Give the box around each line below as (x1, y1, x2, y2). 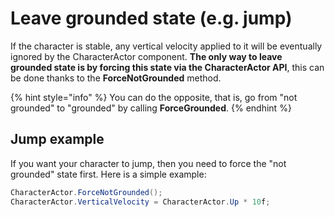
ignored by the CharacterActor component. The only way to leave (10, 50, 283, 62)
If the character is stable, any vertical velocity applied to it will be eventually (10, 40, 323, 52)
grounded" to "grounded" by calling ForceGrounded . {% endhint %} (10, 102, 292, 114)
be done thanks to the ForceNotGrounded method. (10, 72, 222, 84)
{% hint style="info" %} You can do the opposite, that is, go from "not (10, 91, 298, 103)
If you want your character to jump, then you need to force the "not (10, 157, 287, 169)
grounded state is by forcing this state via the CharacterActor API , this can (10, 61, 325, 73)
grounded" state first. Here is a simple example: (10, 168, 207, 180)
